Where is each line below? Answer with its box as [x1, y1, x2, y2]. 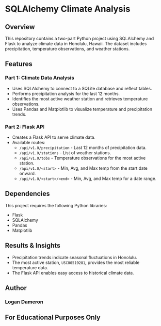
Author [5, 284, 27, 292]
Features [5, 60, 32, 68]
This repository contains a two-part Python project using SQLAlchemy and [5, 35, 154, 41]
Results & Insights [5, 242, 61, 250]
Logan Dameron [5, 298, 44, 305]
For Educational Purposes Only [5, 313, 101, 322]
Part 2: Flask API [5, 123, 45, 130]
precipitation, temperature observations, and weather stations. [5, 46, 130, 51]
